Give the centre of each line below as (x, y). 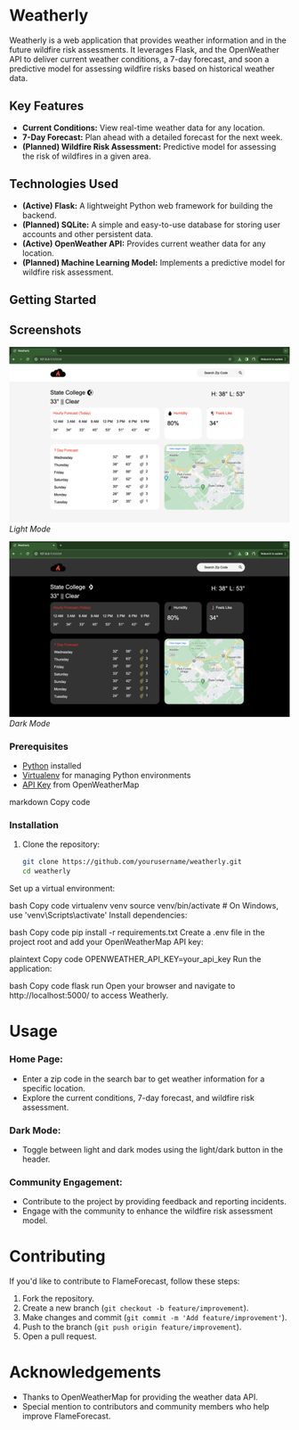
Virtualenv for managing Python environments (106, 776)
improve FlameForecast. (66, 1416)
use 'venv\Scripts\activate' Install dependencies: (98, 916)
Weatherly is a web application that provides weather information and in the (148, 40)
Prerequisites (39, 746)
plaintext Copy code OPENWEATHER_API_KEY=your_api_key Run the (135, 959)
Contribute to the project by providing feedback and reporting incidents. (154, 1202)
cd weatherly (46, 871)
